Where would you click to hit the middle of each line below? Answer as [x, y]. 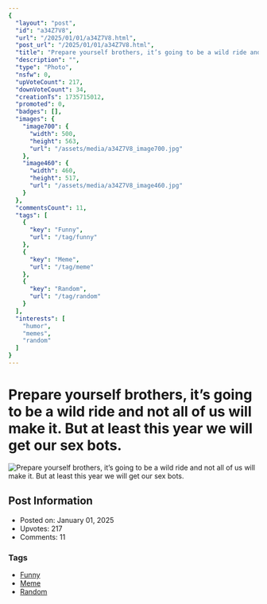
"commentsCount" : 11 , [51, 207]
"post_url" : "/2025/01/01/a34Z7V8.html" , [85, 45]
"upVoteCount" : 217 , [49, 82]
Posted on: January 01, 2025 [67, 520]
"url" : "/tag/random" [65, 296]
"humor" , [37, 326]
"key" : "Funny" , [56, 230]
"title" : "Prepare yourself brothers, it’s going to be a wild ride [131, 52]
